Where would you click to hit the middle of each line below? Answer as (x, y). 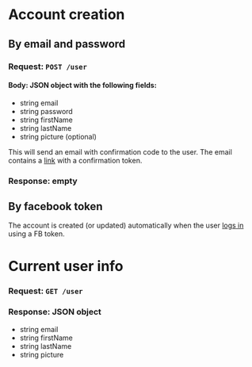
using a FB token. (36, 234)
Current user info (66, 266)
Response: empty (43, 181)
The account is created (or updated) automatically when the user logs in (126, 226)
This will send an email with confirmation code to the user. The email (120, 151)
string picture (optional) (58, 136)
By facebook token (55, 206)
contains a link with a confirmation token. (75, 160)
